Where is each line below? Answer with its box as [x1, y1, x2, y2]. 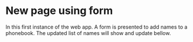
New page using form [5, 4, 113, 17]
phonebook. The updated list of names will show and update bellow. [5, 29, 171, 36]
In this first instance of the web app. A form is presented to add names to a [5, 23, 188, 30]
